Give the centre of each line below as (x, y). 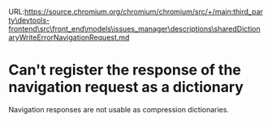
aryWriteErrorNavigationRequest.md (69, 37)
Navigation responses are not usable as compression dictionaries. (119, 109)
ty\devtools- (29, 20)
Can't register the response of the (125, 70)
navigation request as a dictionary (126, 87)
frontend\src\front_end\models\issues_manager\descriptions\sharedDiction (135, 29)
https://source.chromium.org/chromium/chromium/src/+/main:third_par (144, 12)
